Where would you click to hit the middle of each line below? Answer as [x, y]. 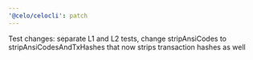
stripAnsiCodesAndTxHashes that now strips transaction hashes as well [127, 47]
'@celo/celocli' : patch [48, 16]
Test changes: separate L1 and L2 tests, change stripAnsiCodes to [118, 38]
